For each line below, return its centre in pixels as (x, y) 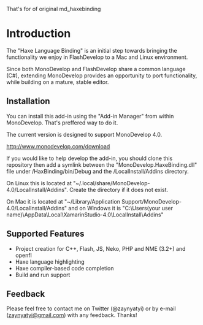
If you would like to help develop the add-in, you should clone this (90, 158)
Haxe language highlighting (50, 262)
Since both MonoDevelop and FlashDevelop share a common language (96, 69)
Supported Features (45, 234)
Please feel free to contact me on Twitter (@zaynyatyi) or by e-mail (91, 308)
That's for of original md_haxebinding (54, 9)
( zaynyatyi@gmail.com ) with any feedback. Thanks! (72, 315)
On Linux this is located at (39, 183)
